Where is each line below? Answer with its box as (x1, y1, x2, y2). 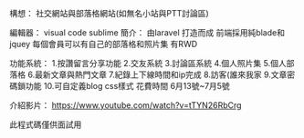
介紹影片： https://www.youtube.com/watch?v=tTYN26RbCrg (9, 100, 242, 111)
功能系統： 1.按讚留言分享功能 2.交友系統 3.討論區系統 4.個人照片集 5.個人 (9, 58, 287, 68)
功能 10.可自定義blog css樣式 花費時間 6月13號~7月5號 (25, 81, 230, 91)
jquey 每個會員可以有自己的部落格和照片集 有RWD (9, 39, 198, 49)
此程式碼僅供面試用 (9, 119, 82, 130)
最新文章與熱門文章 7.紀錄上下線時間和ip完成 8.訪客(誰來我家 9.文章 (35, 69, 288, 80)
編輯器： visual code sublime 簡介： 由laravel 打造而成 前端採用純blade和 (9, 27, 286, 38)
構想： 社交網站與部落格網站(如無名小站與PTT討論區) (9, 8, 210, 18)
